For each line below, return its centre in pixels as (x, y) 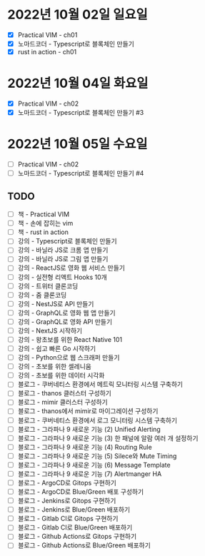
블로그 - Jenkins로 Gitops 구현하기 (67, 501)
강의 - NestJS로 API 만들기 (56, 303)
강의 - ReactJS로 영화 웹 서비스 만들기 (71, 268)
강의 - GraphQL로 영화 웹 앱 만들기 (66, 313)
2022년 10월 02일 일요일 (77, 15)
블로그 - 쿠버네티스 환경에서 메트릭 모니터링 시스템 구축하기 (100, 384)
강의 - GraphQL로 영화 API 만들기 (65, 321)
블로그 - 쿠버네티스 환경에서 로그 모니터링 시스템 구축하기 (97, 420)
